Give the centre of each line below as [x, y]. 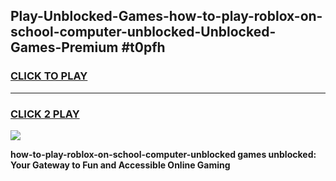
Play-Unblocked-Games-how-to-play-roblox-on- [166, 16]
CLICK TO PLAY [49, 76]
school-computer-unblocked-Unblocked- [143, 32]
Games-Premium [64, 47]
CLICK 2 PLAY [45, 114]
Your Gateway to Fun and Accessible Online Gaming [120, 165]
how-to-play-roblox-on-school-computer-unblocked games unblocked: [163, 154]
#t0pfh [143, 47]
